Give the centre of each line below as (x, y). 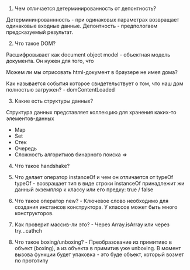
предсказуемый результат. (39, 32)
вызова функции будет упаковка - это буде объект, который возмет (99, 254)
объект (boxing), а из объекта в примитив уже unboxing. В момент (98, 248)
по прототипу (31, 261)
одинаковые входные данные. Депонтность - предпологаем (82, 26)
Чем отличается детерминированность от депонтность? (85, 8)
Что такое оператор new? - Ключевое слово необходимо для (91, 201)
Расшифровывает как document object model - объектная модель (88, 55)
